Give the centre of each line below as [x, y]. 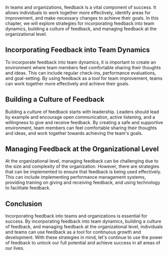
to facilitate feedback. [28, 188]
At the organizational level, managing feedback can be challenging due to [82, 161]
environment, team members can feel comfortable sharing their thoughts [81, 128]
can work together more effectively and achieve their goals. [68, 83]
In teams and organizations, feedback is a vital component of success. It [81, 7]
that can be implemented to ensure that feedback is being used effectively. [83, 172]
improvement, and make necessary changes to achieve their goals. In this [82, 18]
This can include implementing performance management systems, [76, 177]
